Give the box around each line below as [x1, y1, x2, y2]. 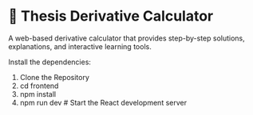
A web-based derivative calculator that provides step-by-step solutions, [8, 33, 245, 43]
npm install [19, 89, 57, 98]
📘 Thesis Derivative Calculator [8, 7, 214, 25]
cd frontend [19, 81, 59, 90]
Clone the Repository [19, 72, 90, 82]
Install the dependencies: [8, 57, 92, 67]
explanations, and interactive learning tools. [8, 41, 152, 51]
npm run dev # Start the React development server [19, 98, 188, 107]
